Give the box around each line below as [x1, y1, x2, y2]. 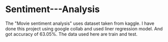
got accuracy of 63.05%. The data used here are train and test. [5, 31, 138, 37]
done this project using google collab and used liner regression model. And [5, 25, 163, 31]
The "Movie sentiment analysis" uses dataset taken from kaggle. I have [5, 20, 154, 26]
